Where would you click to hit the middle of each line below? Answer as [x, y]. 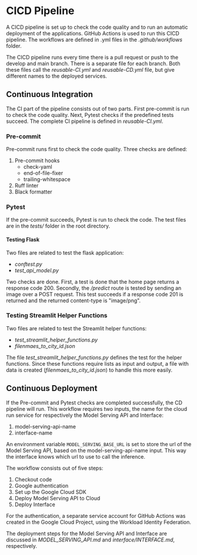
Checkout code [33, 479]
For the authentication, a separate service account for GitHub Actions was [96, 516]
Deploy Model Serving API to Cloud [57, 498]
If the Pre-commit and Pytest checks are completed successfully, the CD [94, 402]
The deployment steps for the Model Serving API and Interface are [87, 533]
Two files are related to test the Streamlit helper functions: [76, 328]
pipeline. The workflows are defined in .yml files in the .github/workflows [94, 39]
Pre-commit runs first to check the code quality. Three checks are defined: [97, 149]
